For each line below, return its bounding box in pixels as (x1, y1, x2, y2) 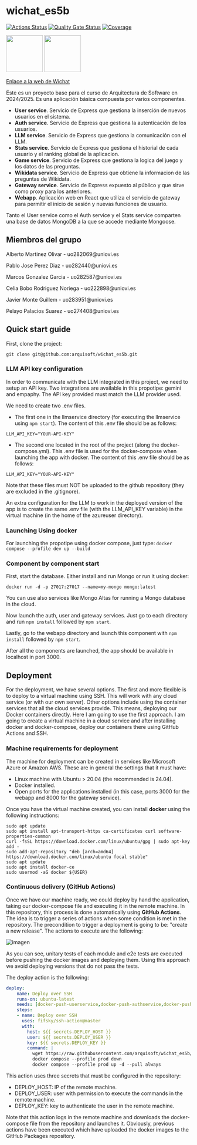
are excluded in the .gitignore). (6, 488, 80, 495)
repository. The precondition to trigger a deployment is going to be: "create (6, 921, 188, 928)
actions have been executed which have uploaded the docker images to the (6, 1126, 189, 1133)
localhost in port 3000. (6, 653, 62, 661)
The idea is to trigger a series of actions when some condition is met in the (6, 914, 186, 922)
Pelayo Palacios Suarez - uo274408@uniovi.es (6, 307, 119, 315)
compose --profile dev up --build (6, 546, 91, 552)
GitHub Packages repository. (6, 1132, 76, 1139)
